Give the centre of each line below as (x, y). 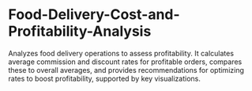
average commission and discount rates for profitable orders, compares (125, 62)
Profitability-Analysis (80, 31)
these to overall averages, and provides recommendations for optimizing (126, 70)
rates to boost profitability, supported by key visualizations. (105, 78)
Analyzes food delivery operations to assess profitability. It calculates (121, 53)
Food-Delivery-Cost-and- (94, 15)
